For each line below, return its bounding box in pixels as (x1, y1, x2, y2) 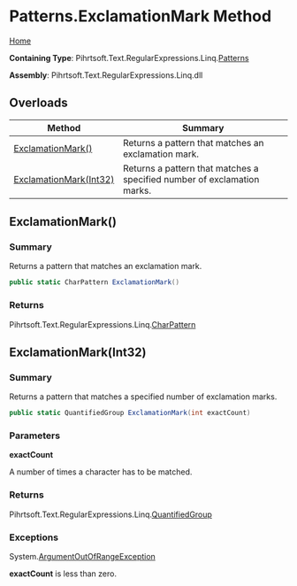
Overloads (9, 96, 68, 111)
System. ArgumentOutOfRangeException (9, 551, 156, 562)
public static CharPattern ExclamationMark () (9, 278, 179, 287)
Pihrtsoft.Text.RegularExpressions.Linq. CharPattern (9, 319, 196, 329)
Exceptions (9, 531, 59, 544)
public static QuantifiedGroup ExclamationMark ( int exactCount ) (9, 409, 251, 418)
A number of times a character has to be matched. (9, 466, 193, 477)
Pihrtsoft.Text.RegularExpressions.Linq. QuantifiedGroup (9, 509, 212, 520)
